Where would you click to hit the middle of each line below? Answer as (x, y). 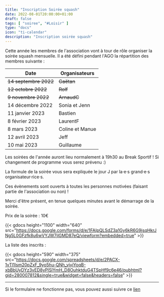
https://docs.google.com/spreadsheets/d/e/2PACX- (68, 259)
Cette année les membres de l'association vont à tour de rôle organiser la (79, 51)
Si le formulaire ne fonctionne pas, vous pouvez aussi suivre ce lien (73, 289)
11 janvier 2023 (26, 113)
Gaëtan (67, 81)
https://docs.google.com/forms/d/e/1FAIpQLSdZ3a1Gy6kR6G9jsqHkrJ (87, 230)
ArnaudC (69, 97)
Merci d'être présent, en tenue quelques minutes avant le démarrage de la (80, 201)
